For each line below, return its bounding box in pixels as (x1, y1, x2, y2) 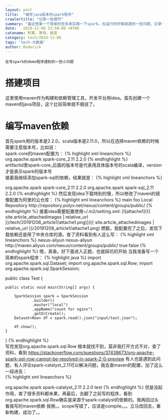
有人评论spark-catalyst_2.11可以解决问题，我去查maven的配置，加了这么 (13, 362, 163, 368)
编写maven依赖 (5, 120, 69, 131)
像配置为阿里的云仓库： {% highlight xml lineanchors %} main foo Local (5, 196, 152, 202)
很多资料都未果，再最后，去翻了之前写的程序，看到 (26, 390, 132, 396)
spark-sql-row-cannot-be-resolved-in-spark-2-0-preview (5, 355, 124, 361)
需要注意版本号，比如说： (5, 144, 58, 150)
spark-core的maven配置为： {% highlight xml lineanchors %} (5, 150, 131, 156)
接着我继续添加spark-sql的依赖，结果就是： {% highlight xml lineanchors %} (5, 174, 162, 180)
